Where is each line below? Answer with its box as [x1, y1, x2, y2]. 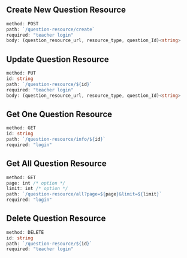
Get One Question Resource [6, 109, 113, 119]
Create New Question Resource [6, 5, 126, 15]
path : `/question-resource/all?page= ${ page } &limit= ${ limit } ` [6, 191, 162, 197]
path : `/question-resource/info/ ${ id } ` [6, 137, 106, 143]
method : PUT [6, 70, 36, 76]
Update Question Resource [6, 54, 109, 64]
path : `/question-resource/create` [6, 26, 95, 32]
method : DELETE [6, 229, 44, 235]
